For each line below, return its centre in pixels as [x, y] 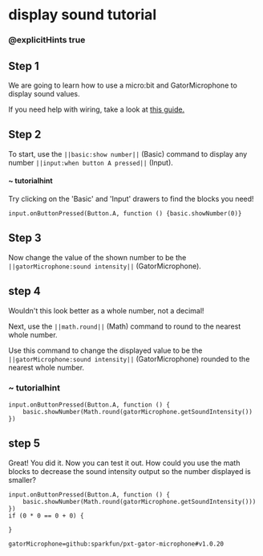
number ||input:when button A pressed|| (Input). [91, 162]
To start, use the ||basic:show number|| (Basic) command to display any [128, 153]
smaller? [22, 480]
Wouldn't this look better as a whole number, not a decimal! [106, 310]
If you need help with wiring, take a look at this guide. [97, 109]
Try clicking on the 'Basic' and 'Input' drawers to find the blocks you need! [131, 198]
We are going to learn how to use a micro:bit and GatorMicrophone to [123, 85]
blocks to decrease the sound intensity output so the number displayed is [129, 471]
